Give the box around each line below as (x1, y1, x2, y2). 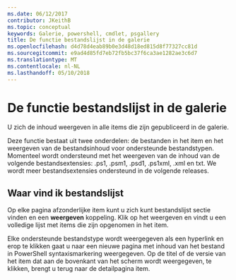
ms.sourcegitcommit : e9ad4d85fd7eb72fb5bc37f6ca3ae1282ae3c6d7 (7, 50, 198, 57)
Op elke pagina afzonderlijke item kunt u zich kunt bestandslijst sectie (7, 206, 211, 214)
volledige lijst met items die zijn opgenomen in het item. (7, 221, 169, 229)
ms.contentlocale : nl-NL (7, 63, 81, 70)
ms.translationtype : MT (7, 56, 78, 63)
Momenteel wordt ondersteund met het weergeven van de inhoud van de (7, 152, 220, 160)
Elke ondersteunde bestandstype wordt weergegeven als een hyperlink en (7, 234, 224, 243)
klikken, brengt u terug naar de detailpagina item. (7, 264, 151, 273)
